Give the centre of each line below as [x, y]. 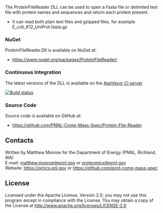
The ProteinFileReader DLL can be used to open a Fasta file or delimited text [81, 7]
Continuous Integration [33, 72]
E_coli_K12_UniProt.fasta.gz [40, 27]
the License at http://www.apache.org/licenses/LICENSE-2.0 [66, 205]
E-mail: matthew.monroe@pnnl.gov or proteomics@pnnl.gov [66, 163]
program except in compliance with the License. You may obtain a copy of [79, 200]
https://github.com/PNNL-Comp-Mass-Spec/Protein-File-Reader [77, 125]
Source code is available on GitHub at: [43, 116]
